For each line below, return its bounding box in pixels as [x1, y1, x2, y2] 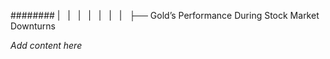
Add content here [10, 40, 83, 51]
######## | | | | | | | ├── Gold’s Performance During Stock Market [10, 10, 320, 21]
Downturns [10, 20, 56, 32]
